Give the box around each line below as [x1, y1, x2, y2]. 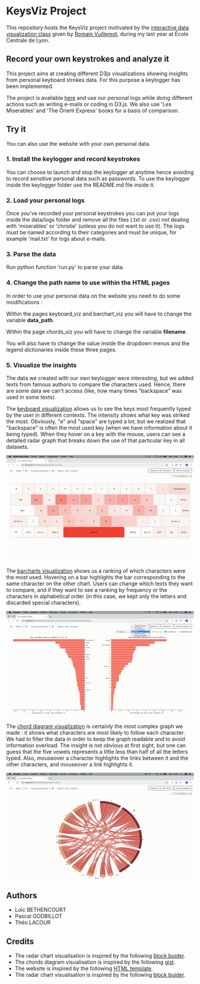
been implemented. [6, 82, 54, 90]
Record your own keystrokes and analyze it [6, 54, 170, 64]
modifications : [6, 298, 43, 305]
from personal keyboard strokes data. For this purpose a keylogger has [6, 76, 180, 83]
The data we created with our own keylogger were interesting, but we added [6, 375, 194, 382]
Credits [6, 936, 35, 946]
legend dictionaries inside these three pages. [6, 346, 117, 353]
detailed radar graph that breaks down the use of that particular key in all [6, 437, 185, 444]
